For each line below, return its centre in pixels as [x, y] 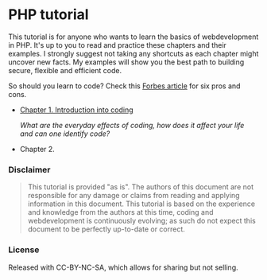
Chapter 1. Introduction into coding [76, 110]
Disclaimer [29, 169]
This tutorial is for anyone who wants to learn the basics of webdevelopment [133, 37]
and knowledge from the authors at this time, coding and [120, 212]
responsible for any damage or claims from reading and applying [133, 196]
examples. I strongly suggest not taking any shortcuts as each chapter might [133, 53]
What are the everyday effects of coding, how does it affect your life [132, 125]
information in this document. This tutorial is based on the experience [141, 204]
